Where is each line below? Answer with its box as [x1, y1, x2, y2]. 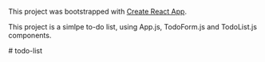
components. [8, 31, 52, 40]
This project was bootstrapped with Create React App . [8, 7, 188, 16]
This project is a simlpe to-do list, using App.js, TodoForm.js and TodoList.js [8, 22, 258, 31]
